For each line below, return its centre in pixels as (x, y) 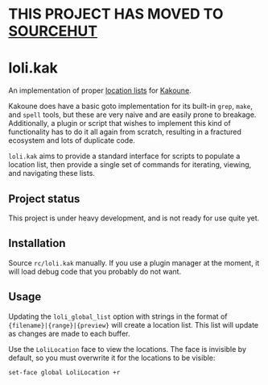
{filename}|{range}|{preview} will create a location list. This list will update (134, 324)
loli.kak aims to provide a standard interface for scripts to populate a (124, 156)
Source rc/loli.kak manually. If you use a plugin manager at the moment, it (134, 262)
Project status (44, 199)
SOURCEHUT (53, 31)
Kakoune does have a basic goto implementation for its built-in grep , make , (131, 107)
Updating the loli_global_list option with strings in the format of (118, 316)
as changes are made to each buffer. (69, 333)
